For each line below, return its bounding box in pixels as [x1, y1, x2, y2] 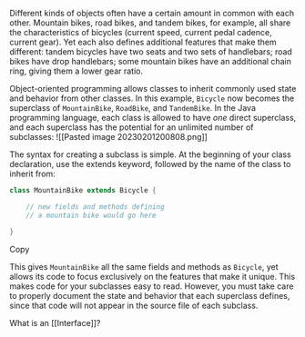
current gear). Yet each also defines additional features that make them [9, 36, 278, 47]
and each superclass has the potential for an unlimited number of [9, 122, 254, 133]
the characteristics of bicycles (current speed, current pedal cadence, [9, 27, 272, 37]
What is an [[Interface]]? [9, 317, 101, 328]
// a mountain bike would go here [25, 211, 157, 220]
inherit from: [9, 168, 56, 179]
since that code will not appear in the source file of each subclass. [9, 300, 259, 311]
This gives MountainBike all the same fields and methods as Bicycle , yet [9, 261, 279, 272]
